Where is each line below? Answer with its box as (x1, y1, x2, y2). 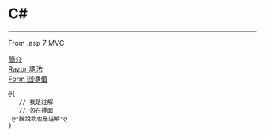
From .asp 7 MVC (8, 38, 65, 47)
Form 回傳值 (8, 74, 48, 83)
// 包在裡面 (18, 106, 54, 114)
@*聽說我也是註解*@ (11, 115, 68, 123)
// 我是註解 (18, 98, 54, 106)
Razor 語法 (8, 64, 43, 73)
